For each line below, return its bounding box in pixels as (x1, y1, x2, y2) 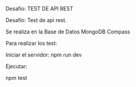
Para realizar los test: (5, 40, 58, 46)
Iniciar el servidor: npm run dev (5, 51, 83, 58)
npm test (5, 74, 27, 81)
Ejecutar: (5, 63, 28, 70)
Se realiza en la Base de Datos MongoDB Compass (5, 28, 131, 35)
